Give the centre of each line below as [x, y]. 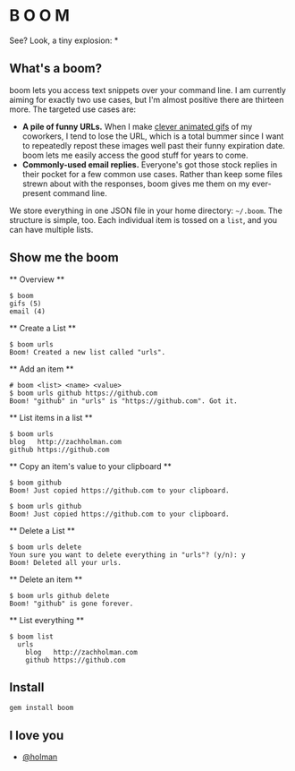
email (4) [28, 311]
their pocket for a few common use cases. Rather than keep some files [152, 174]
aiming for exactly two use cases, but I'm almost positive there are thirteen [147, 99]
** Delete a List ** [42, 530]
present [36, 193]
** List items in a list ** [51, 417]
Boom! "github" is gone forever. [72, 604]
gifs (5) [25, 304]
